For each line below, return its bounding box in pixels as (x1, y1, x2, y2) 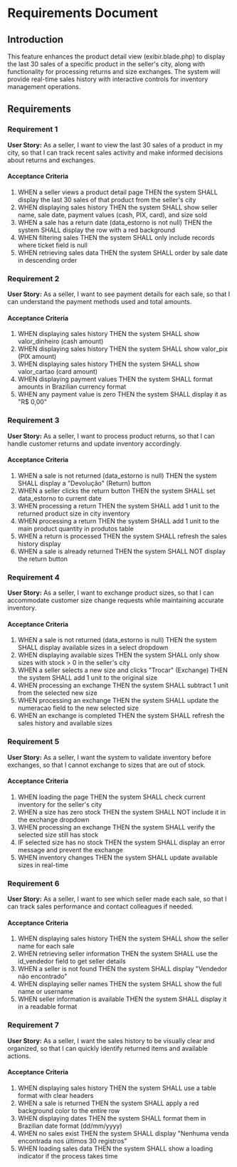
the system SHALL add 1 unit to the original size (17, 674, 158, 682)
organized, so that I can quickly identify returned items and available (7, 1044, 208, 1052)
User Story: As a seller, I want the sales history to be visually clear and (7, 1036, 215, 1045)
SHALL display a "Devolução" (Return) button (17, 478, 152, 487)
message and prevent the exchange (17, 845, 123, 854)
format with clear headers (17, 1091, 94, 1099)
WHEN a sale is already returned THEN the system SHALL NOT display (17, 547, 226, 555)
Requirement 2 (7, 273, 60, 283)
